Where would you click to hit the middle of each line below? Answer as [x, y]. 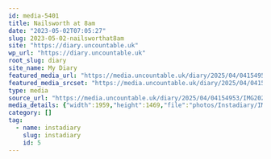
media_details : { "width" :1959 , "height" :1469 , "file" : [99, 105]
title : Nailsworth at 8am [52, 23]
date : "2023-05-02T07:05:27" [57, 31]
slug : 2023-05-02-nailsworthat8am [67, 38]
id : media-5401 [34, 16]
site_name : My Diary [43, 68]
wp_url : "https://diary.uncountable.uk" [77, 53]
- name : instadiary [48, 128]
